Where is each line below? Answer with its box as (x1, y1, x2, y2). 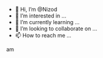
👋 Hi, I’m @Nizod (15, 6, 58, 13)
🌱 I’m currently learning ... (15, 19, 80, 25)
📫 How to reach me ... (15, 32, 71, 39)
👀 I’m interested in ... (15, 12, 67, 19)
